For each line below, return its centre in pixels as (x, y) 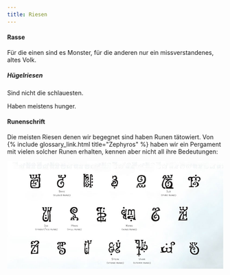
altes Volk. (22, 60)
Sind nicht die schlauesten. (45, 93)
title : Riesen (27, 14)
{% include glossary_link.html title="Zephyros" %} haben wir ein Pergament (114, 144)
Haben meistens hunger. (42, 106)
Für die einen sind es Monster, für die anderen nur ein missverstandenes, (111, 52)
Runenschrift (26, 122)
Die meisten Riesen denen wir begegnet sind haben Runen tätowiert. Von (111, 137)
